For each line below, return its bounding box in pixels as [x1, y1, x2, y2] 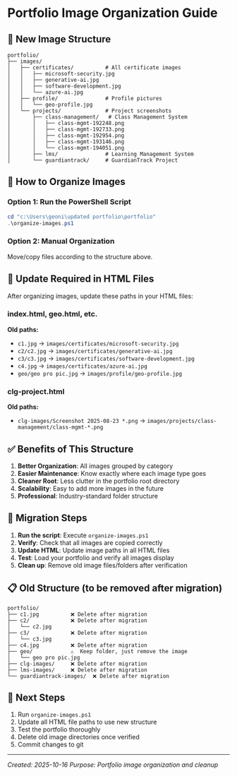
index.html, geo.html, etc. [7, 309, 98, 319]
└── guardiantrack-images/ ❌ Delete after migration [7, 672, 169, 679]
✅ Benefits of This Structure [7, 443, 134, 455]
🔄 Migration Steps [7, 512, 87, 524]
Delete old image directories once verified [17, 733, 140, 741]
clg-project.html [7, 386, 65, 396]
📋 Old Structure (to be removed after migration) [7, 583, 223, 595]
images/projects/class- [147, 418, 217, 425]
